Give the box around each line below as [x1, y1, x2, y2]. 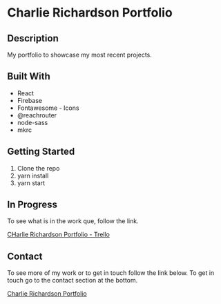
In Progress [7, 199, 57, 211]
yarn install [17, 171, 49, 180]
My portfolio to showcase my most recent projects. [7, 50, 152, 59]
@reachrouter [17, 111, 57, 119]
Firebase [17, 96, 43, 104]
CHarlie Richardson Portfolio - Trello [7, 230, 110, 239]
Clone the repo [17, 164, 60, 172]
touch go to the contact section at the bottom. [7, 276, 138, 285]
